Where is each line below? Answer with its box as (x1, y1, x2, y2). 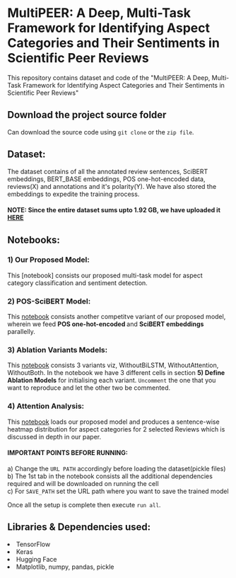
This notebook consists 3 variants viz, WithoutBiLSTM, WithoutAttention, (7, 361, 219, 369)
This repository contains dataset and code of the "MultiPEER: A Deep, (7, 73, 211, 82)
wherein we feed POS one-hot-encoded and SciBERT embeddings (7, 320, 204, 328)
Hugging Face (16, 555, 57, 563)
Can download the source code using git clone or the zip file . (7, 127, 194, 136)
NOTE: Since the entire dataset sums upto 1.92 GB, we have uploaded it (7, 206, 221, 214)
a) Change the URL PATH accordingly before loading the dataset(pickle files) (7, 464, 226, 473)
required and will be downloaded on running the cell (7, 479, 159, 487)
